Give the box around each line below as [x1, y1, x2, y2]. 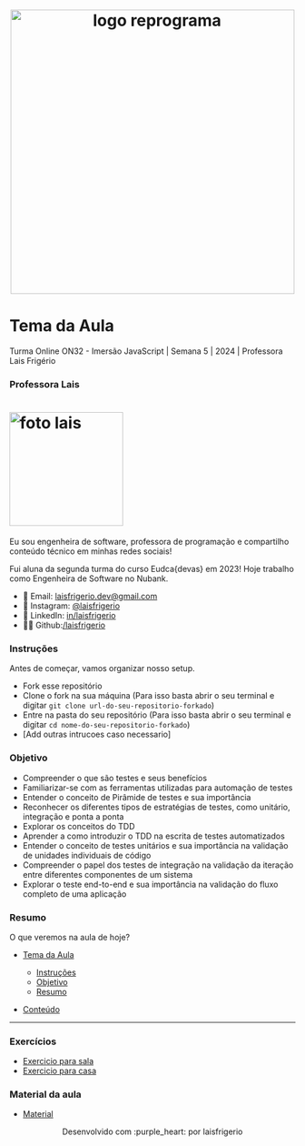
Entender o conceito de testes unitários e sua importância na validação [22, 839, 289, 850]
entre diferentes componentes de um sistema [22, 869, 193, 880]
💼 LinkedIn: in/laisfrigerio [22, 609, 116, 620]
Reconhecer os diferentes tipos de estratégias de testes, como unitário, [22, 801, 290, 812]
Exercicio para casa [22, 1065, 97, 1077]
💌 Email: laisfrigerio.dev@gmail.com [22, 590, 158, 601]
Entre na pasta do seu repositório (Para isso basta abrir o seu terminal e [22, 709, 292, 720]
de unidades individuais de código [22, 849, 152, 860]
